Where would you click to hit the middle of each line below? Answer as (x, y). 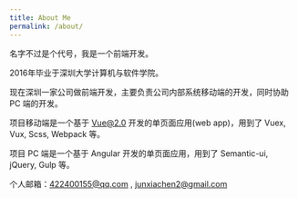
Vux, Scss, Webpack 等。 (57, 134)
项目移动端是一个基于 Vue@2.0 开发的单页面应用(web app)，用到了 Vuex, (148, 123)
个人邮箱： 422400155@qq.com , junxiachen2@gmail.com (118, 183)
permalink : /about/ (46, 26)
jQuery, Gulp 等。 (42, 164)
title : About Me (40, 18)
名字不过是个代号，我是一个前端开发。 (81, 53)
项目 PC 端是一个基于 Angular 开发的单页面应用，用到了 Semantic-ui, (139, 153)
